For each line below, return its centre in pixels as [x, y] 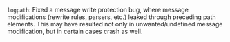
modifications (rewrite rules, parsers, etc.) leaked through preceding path [112, 17]
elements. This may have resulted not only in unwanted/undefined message [115, 24]
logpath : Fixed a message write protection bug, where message [98, 10]
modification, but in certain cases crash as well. [75, 31]
